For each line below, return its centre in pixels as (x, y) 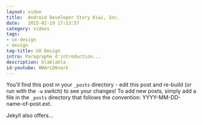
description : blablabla (36, 62)
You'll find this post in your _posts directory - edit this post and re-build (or (99, 85)
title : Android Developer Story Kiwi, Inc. (63, 17)
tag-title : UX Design (33, 51)
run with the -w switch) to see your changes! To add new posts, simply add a (101, 91)
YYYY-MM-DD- (161, 97)
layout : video (24, 12)
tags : (13, 34)
